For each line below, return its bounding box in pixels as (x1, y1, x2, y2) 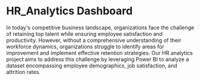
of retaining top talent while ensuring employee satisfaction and (6, 30, 163, 37)
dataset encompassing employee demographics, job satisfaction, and (6, 61, 177, 69)
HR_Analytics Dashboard (6, 4, 133, 18)
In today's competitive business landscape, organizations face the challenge (6, 24, 195, 31)
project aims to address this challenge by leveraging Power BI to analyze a (6, 56, 189, 63)
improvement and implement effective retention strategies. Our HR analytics (6, 49, 193, 56)
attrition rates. (6, 68, 41, 75)
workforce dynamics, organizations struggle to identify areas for (6, 43, 164, 50)
